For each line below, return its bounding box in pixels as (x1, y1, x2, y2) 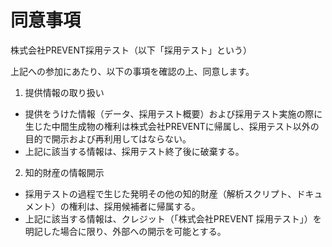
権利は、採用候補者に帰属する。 (68, 200, 201, 212)
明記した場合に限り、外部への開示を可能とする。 (24, 225, 227, 237)
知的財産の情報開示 (24, 166, 105, 178)
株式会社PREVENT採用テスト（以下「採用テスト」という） (10, 44, 253, 56)
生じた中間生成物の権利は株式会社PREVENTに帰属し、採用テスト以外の (24, 120, 320, 132)
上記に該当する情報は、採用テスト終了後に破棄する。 (24, 145, 245, 157)
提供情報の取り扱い (24, 86, 105, 98)
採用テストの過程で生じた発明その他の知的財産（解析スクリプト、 (24, 187, 297, 200)
